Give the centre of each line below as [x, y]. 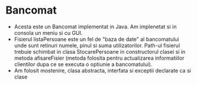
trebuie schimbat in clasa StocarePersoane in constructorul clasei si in [100, 51]
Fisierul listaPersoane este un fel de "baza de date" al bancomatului [96, 39]
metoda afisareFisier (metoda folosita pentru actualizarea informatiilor [99, 58]
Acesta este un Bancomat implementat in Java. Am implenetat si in [95, 27]
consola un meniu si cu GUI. [48, 32]
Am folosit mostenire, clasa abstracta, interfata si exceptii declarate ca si [103, 70]
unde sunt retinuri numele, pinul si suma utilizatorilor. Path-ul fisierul [97, 45]
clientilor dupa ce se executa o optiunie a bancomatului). [83, 64]
